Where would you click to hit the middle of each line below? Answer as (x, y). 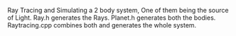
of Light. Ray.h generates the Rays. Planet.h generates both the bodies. (112, 18)
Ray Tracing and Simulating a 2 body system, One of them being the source (118, 10)
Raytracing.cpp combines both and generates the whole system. (102, 25)
